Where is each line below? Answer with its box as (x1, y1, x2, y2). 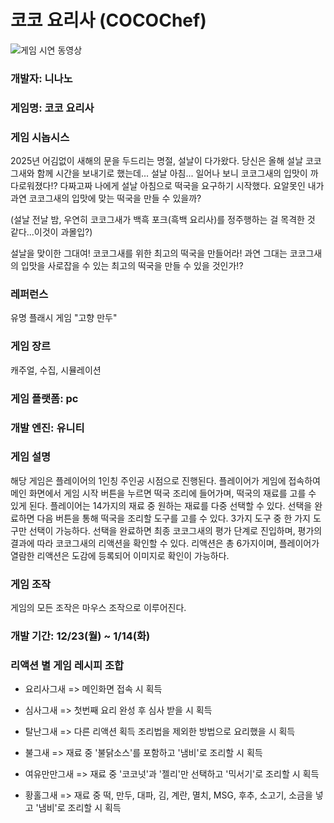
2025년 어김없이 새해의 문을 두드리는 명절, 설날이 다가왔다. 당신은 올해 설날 (10, 155, 304, 167)
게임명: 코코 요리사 (10, 101, 95, 115)
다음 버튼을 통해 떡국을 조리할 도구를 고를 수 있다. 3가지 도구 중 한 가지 (36, 512, 311, 524)
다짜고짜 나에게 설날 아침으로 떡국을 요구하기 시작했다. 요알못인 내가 (59, 180, 325, 192)
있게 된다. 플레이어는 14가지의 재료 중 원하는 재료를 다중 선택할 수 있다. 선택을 (10, 499, 313, 511)
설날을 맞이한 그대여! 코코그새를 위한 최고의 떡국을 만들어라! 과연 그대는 (10, 247, 288, 260)
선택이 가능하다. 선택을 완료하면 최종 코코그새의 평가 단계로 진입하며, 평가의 (28, 524, 323, 536)
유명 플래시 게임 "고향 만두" (10, 312, 118, 324)
